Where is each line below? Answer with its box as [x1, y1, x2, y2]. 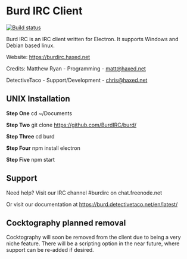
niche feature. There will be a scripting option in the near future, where [6, 240, 180, 247]
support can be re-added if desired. [6, 246, 94, 254]
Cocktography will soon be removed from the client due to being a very [6, 234, 181, 241]
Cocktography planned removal [6, 218, 126, 228]
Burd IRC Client [6, 4, 83, 18]
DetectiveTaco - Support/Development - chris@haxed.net [6, 76, 148, 84]
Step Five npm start [6, 156, 55, 163]
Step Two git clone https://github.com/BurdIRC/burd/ [6, 121, 137, 128]
